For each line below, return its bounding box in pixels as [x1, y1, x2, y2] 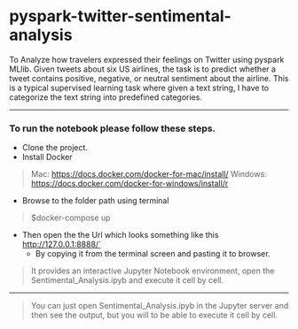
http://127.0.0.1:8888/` [21, 239, 102, 249]
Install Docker [21, 152, 73, 163]
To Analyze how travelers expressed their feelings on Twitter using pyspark [9, 54, 285, 65]
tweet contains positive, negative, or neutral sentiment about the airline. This [9, 73, 289, 83]
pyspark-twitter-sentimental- [9, 6, 232, 27]
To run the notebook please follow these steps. [9, 122, 216, 134]
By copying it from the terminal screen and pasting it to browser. [35, 249, 271, 259]
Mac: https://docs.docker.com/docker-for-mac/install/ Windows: [30, 169, 268, 180]
